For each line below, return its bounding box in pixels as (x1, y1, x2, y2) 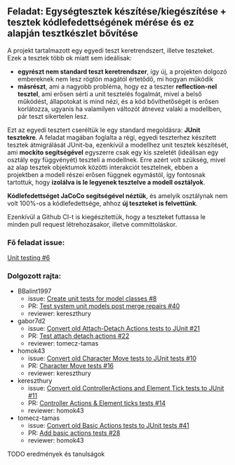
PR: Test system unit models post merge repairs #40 (27, 302, 180, 310)
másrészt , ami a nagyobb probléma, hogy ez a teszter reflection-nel (17, 82, 217, 91)
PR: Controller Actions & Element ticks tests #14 (27, 399, 166, 407)
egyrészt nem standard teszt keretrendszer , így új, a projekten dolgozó (17, 67, 227, 76)
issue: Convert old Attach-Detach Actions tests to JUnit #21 (27, 325, 200, 333)
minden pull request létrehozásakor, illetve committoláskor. (7, 220, 177, 228)
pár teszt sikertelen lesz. (17, 112, 89, 120)
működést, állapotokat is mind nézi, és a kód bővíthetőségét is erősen (17, 97, 219, 105)
